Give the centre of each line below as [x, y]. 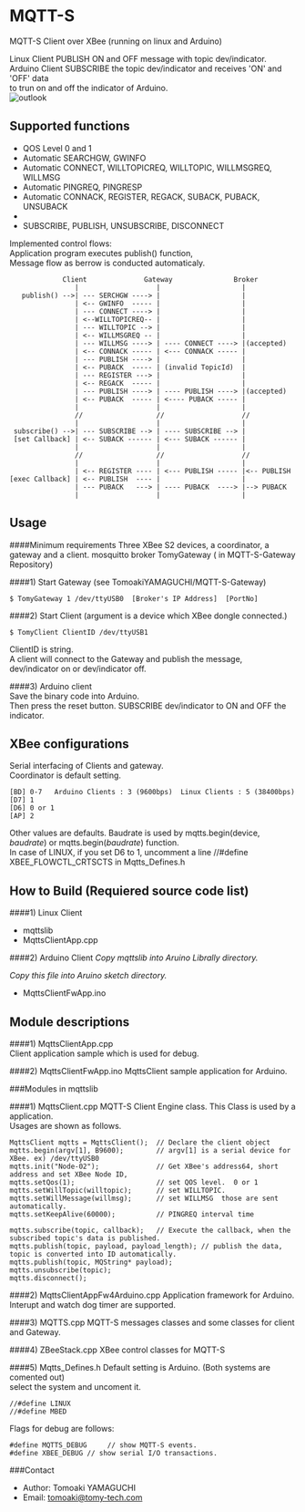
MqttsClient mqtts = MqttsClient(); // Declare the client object [140, 1143]
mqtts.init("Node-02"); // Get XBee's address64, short [144, 1166]
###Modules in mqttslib [54, 1089]
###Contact [32, 1470]
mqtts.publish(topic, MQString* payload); [91, 1262]
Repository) [31, 564]
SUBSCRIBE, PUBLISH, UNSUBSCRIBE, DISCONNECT [123, 225]
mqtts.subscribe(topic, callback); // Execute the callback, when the [150, 1230]
